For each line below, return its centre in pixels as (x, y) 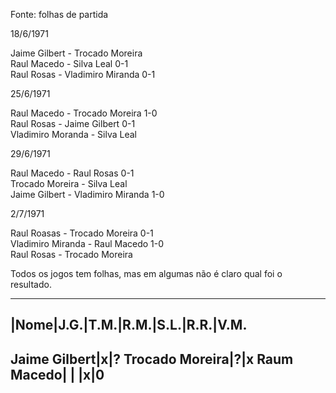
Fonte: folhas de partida (59, 14)
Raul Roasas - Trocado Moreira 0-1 (82, 233)
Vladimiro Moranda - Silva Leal (73, 134)
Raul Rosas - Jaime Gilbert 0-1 (73, 123)
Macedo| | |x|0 (57, 374)
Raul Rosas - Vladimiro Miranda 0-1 (83, 74)
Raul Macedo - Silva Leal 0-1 (69, 63)
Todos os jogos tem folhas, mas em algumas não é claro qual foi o (146, 273)
